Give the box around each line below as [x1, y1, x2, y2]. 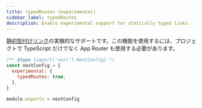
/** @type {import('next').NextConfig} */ [6, 57, 115, 63]
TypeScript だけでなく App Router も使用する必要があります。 [23, 45, 178, 52]
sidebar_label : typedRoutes [6, 14, 77, 21]
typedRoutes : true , [17, 74, 67, 80]
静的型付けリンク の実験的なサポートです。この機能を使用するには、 [6, 37, 175, 45]
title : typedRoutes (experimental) [6, 8, 96, 15]
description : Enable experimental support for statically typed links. [6, 20, 191, 26]
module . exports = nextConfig [6, 96, 80, 102]
